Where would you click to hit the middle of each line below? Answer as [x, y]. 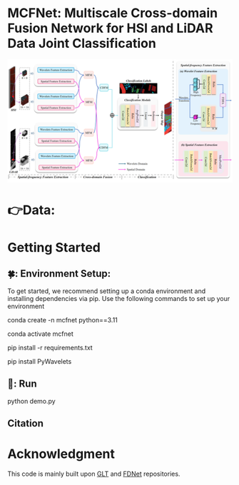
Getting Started [54, 247]
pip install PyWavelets [40, 361]
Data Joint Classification [82, 44]
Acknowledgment [61, 454]
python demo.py [31, 401]
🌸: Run [22, 384]
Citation [26, 423]
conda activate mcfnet [40, 334]
